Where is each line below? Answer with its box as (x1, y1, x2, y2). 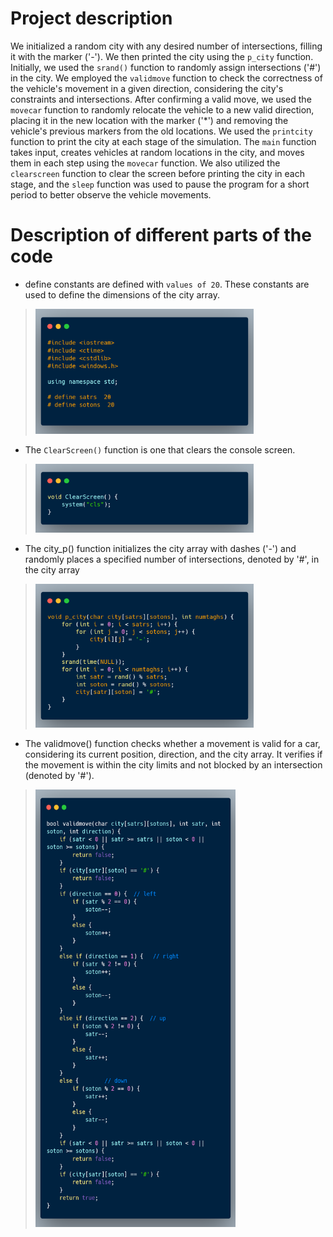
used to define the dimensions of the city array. (24, 288, 221, 301)
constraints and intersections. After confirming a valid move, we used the (10, 93, 312, 105)
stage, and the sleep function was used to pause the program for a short (10, 178, 310, 190)
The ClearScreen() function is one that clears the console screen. (24, 443, 296, 456)
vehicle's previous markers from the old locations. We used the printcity (10, 125, 313, 137)
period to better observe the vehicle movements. (10, 188, 212, 201)
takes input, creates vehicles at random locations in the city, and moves (10, 146, 305, 158)
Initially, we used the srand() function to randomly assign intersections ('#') (10, 61, 322, 73)
